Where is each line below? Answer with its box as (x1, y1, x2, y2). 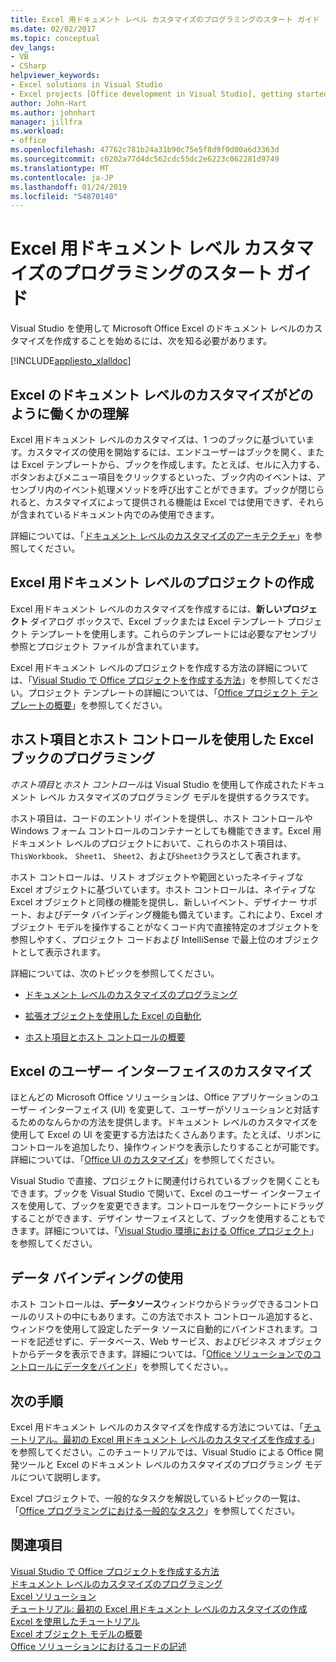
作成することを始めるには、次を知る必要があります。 (53, 335, 273, 347)
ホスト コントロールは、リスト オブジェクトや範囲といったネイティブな (10, 871, 304, 883)
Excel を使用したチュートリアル (10, 1615, 141, 1627)
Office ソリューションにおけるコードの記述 (10, 1640, 187, 1652)
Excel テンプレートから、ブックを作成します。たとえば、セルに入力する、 (21, 459, 326, 470)
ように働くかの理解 (10, 405, 129, 422)
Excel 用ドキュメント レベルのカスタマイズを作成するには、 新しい (10, 602, 283, 615)
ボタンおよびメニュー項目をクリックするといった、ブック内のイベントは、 (10, 471, 317, 483)
